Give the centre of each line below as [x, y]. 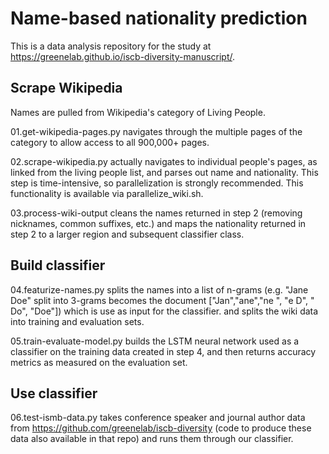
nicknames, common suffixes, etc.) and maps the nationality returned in [158, 223]
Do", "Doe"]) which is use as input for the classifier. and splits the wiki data [164, 311]
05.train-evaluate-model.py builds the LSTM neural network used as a [155, 341]
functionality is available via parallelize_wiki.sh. [107, 193]
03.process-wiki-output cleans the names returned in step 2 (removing [156, 213]
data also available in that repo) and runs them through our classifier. [152, 439]
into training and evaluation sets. [77, 321]
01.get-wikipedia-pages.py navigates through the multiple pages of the [156, 131]
